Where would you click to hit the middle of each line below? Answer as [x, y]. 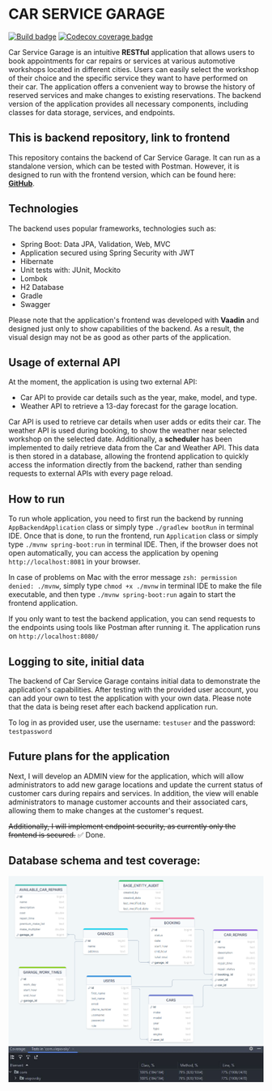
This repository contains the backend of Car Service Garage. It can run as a [134, 157]
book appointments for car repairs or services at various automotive [122, 61]
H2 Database [42, 287]
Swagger [35, 304]
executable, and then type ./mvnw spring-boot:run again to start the [122, 595]
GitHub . [21, 183]
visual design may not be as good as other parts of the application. [120, 337]
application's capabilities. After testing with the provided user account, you [134, 690]
